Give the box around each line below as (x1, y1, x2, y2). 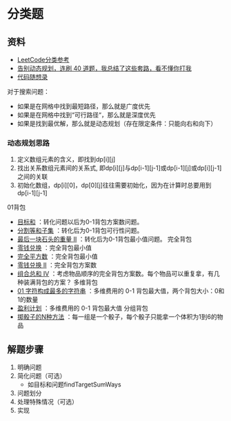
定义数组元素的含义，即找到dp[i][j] (17, 155, 116, 164)
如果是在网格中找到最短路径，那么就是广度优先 (17, 102, 150, 110)
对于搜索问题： (7, 88, 50, 95)
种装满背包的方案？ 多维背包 (17, 278, 98, 286)
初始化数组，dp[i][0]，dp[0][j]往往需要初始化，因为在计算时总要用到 (17, 181, 212, 190)
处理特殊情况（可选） (17, 398, 78, 406)
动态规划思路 (7, 138, 50, 148)
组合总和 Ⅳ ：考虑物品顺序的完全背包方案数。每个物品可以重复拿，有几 (17, 270, 221, 278)
